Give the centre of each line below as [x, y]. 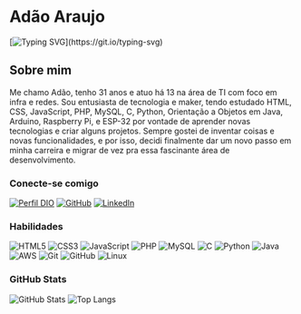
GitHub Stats [38, 280]
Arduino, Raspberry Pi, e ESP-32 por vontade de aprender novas [130, 121]
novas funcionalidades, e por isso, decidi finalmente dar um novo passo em [150, 140]
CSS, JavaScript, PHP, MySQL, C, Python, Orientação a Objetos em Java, [146, 112]
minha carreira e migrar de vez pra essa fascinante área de [120, 150]
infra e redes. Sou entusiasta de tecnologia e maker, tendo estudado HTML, [150, 102]
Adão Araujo [58, 17]
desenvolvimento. [43, 160]
